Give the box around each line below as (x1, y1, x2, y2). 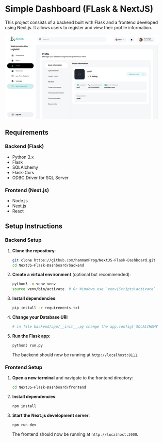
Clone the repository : (12, 247, 56, 253)
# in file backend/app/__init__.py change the (12, 324, 108, 329)
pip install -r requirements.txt (12, 306, 80, 311)
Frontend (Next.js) (5, 187, 49, 194)
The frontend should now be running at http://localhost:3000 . (12, 431, 139, 437)
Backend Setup (5, 237, 42, 244)
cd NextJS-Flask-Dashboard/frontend (12, 385, 86, 390)
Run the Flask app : (12, 333, 50, 339)
